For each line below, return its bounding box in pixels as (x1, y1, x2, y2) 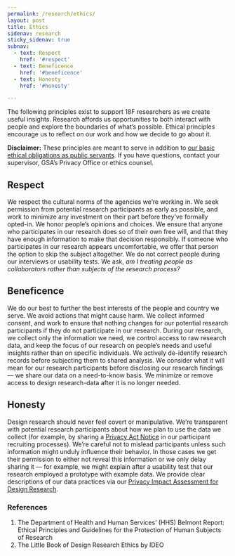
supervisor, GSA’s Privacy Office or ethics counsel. (7, 159, 154, 167)
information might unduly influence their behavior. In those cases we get (7, 447, 217, 455)
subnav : (7, 43, 30, 50)
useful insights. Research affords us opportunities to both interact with (7, 115, 211, 124)
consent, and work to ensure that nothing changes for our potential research (7, 318, 229, 327)
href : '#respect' (20, 56, 71, 63)
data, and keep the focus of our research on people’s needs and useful (7, 341, 213, 349)
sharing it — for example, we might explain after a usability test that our (7, 462, 214, 471)
